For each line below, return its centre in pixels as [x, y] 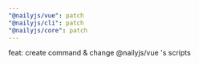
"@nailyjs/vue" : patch [46, 15]
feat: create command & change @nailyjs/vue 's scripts [99, 53]
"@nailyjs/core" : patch [48, 30]
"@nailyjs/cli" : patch [46, 23]
